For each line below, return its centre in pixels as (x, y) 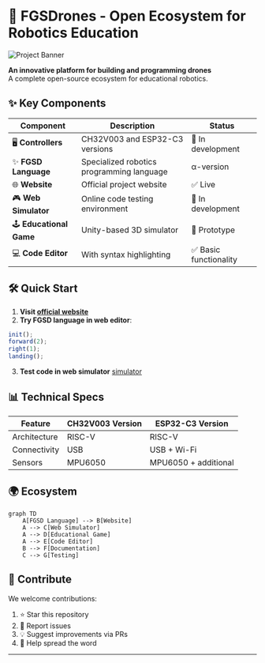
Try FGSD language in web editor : (76, 320)
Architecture (35, 436)
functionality (215, 259)
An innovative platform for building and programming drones (110, 70)
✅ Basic (206, 250)
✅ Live (203, 184)
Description (132, 126)
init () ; (21, 334)
